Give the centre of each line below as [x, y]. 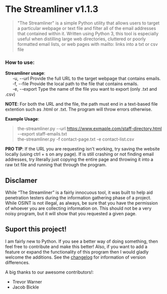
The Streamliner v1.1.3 [52, 9]
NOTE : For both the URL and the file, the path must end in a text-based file [82, 104]
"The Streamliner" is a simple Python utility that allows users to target [88, 23]
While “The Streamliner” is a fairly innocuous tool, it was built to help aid [79, 192]
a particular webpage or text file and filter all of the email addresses [87, 28]
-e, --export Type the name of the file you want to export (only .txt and [85, 89]
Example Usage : [22, 119]
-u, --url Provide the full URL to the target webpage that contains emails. [86, 79]
